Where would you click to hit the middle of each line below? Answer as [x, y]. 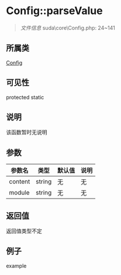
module [20, 193]
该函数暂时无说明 [27, 132]
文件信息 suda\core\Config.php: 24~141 [68, 28]
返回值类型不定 [24, 231]
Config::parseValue [55, 11]
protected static [25, 97]
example [16, 266]
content [20, 182]
